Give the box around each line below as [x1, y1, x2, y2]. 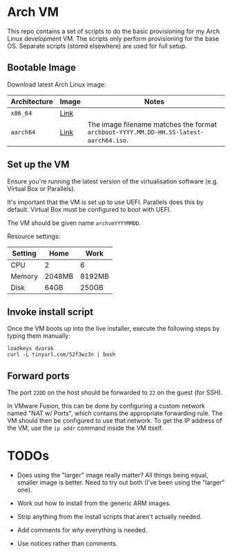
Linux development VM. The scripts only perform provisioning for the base [7, 34, 220, 42]
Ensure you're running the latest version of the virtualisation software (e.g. [7, 177, 219, 185]
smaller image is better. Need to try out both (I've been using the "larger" [17, 478, 225, 487]
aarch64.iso [87, 136, 126, 144]
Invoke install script [7, 306, 94, 318]
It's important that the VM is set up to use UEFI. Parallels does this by [7, 198, 204, 206]
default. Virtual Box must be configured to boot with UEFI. [7, 205, 171, 213]
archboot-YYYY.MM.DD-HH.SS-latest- [87, 128, 205, 136]
